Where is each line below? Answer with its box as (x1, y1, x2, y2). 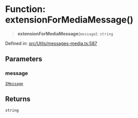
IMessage (5, 81, 23, 86)
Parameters (5, 55, 42, 63)
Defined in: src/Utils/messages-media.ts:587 (5, 40, 97, 46)
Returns (5, 95, 31, 103)
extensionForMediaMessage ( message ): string (17, 30, 113, 36)
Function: (5, 3, 46, 15)
